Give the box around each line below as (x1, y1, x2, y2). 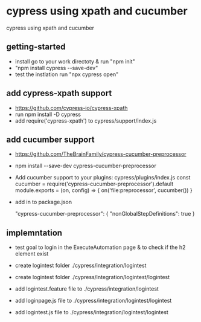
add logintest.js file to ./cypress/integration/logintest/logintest (14, 309, 169, 316)
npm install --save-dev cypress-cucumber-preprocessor (14, 162, 157, 170)
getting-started (6, 42, 66, 52)
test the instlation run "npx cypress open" (14, 71, 119, 78)
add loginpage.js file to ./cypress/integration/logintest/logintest (14, 297, 172, 304)
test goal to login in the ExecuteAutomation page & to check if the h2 (14, 243, 186, 251)
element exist (14, 250, 49, 257)
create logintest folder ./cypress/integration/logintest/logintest (14, 274, 170, 281)
